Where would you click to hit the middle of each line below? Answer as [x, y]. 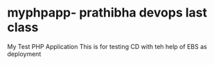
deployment [24, 54]
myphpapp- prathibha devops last [107, 13]
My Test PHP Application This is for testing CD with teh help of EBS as [107, 46]
